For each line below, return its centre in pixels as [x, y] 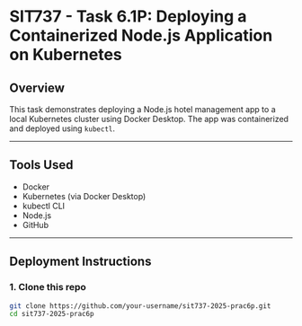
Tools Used [41, 165]
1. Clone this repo [48, 287]
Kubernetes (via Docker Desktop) [84, 196]
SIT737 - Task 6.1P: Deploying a [128, 17]
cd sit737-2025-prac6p [52, 314]
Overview [37, 88]
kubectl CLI [44, 206]
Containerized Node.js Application [141, 35]
